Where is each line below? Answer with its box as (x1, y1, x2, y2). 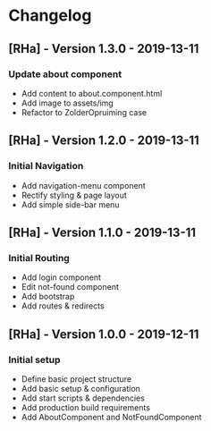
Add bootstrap (21, 292, 75, 302)
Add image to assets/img (21, 97, 114, 108)
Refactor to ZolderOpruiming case (21, 106, 148, 117)
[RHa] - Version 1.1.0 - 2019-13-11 (8, 224, 197, 240)
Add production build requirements (21, 401, 151, 412)
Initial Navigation (8, 160, 84, 173)
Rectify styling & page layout (21, 190, 127, 200)
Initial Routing (8, 251, 71, 264)
